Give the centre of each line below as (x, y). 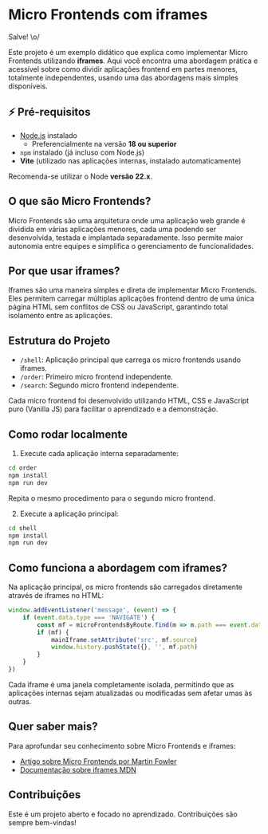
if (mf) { (53, 632)
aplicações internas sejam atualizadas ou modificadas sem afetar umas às (130, 693)
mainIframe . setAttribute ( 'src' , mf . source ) (124, 639)
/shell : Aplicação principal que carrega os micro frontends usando (130, 360)
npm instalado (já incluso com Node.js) (82, 152)
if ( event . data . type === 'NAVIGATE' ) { (89, 617)
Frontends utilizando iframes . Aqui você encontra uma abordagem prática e (133, 61)
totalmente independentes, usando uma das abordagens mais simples (124, 77)
